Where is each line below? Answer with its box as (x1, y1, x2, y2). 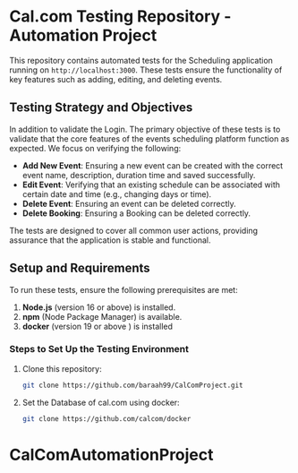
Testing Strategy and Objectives (9, 100, 193, 116)
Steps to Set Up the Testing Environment (9, 343, 190, 356)
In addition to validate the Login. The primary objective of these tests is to (9, 124, 281, 134)
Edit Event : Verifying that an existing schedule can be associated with (21, 179, 280, 190)
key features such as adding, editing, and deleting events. (9, 73, 223, 84)
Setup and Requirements (9, 261, 150, 276)
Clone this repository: (21, 363, 102, 374)
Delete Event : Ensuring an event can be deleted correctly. (21, 198, 236, 209)
